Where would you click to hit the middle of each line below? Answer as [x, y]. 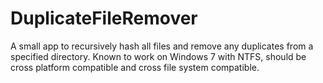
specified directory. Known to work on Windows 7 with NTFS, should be [158, 56]
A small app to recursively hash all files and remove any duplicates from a [162, 46]
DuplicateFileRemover [104, 18]
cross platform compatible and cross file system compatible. [135, 67]
